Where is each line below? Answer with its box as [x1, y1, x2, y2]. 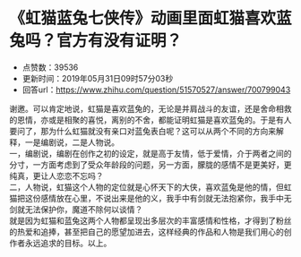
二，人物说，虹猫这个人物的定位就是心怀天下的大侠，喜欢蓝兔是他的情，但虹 [9, 181, 292, 193]
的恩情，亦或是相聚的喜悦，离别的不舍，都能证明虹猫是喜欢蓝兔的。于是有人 [9, 114, 292, 125]
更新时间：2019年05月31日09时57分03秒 [21, 73, 174, 83]
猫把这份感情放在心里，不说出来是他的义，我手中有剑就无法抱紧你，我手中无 [9, 193, 292, 203]
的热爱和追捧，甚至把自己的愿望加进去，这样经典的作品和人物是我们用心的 [9, 226, 284, 237]
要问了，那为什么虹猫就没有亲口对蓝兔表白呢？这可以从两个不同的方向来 [9, 125, 276, 136]
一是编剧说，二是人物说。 [24, 136, 119, 148]
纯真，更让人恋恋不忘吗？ [9, 170, 104, 181]
